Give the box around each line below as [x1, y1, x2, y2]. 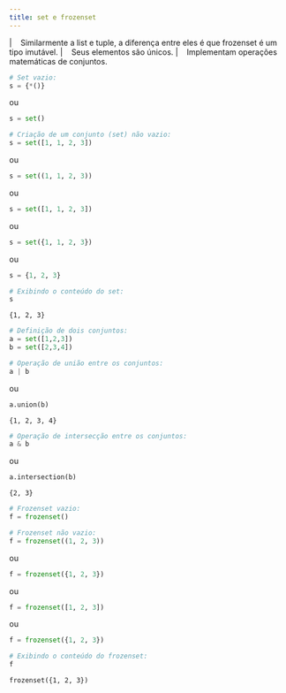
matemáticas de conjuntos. [9, 56, 108, 66]
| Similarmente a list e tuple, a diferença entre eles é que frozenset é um [9, 37, 278, 48]
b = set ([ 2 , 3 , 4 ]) [9, 343, 73, 352]
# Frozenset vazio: [9, 505, 81, 514]
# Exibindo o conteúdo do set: [9, 286, 124, 296]
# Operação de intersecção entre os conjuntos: [9, 431, 188, 440]
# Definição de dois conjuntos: [9, 326, 128, 336]
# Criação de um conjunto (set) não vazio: [9, 130, 172, 140]
